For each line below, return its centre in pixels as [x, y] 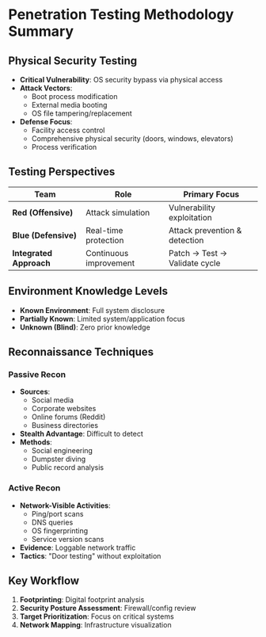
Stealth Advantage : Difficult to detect [82, 434]
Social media [52, 400]
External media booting [69, 105]
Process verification [64, 147]
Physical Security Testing [72, 61]
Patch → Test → [198, 253]
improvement [110, 263]
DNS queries [52, 522]
